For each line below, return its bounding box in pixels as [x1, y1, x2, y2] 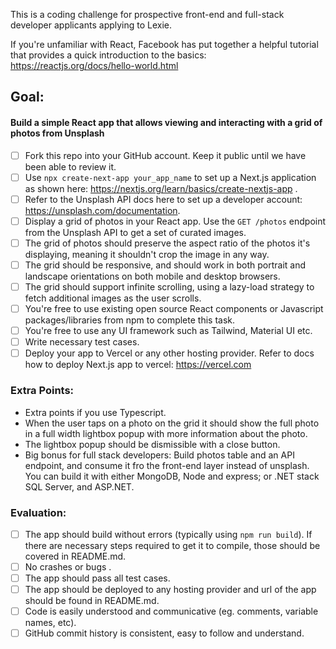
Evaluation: [10, 505, 67, 519]
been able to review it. [24, 160, 117, 173]
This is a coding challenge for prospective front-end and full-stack [10, 9, 285, 20]
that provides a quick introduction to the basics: [10, 49, 207, 61]
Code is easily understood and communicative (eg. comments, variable [24, 605, 319, 618]
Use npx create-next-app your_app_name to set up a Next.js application [24, 171, 317, 183]
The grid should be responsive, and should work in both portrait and [24, 259, 307, 271]
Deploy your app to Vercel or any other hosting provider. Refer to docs [24, 347, 315, 359]
